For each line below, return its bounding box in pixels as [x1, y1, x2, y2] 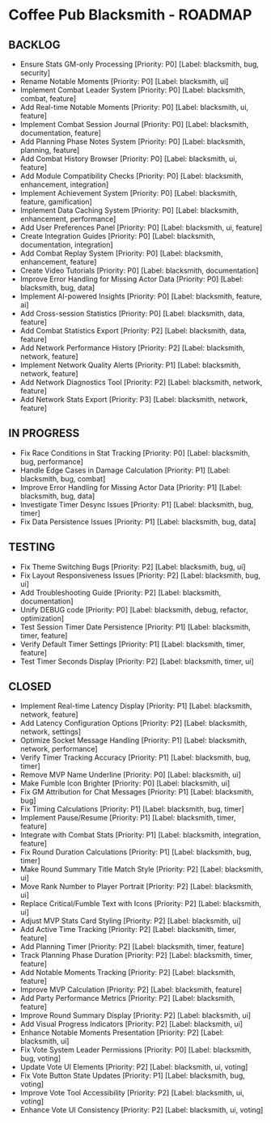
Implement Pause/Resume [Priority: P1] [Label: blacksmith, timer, [19, 813, 236, 823]
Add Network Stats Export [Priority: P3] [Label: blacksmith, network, [19, 395, 248, 404]
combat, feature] [19, 94, 77, 103]
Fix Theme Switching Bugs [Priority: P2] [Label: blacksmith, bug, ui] [19, 561, 246, 571]
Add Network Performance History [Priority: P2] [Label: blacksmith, [19, 343, 245, 353]
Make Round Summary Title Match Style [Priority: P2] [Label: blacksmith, [19, 864, 264, 875]
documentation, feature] [19, 128, 101, 138]
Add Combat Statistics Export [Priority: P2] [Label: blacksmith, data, [19, 326, 247, 335]
